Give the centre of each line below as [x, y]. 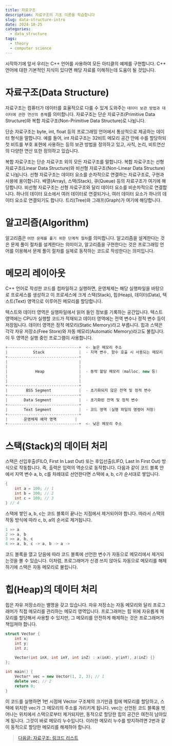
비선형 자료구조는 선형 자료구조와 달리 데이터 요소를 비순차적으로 [89, 187]
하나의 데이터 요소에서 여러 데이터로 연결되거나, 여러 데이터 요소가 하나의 [89, 193]
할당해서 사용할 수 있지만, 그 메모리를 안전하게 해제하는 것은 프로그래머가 [91, 618]
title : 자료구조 [21, 10]
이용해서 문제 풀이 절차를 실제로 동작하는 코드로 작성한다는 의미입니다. [85, 251]
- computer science [31, 48]
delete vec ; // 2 [33, 681]
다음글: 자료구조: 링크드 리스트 [48, 738]
